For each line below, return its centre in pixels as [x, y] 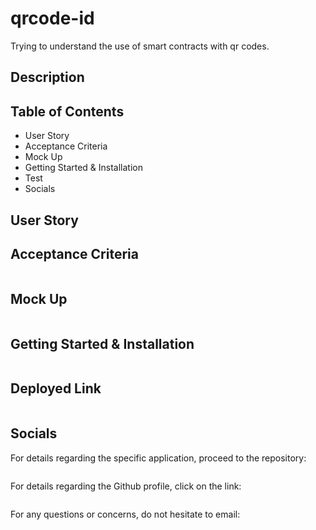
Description [47, 77]
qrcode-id [52, 18]
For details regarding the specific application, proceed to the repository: [158, 458]
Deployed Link [56, 388]
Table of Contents [67, 111]
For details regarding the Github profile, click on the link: [126, 486]
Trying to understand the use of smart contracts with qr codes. [140, 46]
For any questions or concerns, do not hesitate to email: [125, 514]
